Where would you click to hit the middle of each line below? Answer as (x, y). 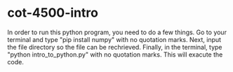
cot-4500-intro (53, 13)
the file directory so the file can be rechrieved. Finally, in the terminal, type (115, 47)
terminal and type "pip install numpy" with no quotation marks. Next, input (114, 39)
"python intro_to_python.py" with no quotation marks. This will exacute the (115, 55)
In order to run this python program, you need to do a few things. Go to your (117, 32)
